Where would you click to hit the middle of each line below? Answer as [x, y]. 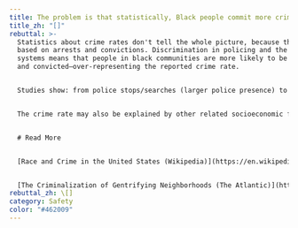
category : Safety [41, 201]
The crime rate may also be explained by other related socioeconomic [150, 114]
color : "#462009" [41, 210]
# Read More [39, 138]
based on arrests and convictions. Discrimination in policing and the [153, 50]
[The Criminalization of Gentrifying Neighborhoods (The [125, 185]
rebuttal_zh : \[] [41, 194]
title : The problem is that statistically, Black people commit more [141, 17]
